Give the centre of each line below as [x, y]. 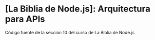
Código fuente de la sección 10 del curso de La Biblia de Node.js [70, 32]
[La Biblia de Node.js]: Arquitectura [78, 9]
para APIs [25, 19]
